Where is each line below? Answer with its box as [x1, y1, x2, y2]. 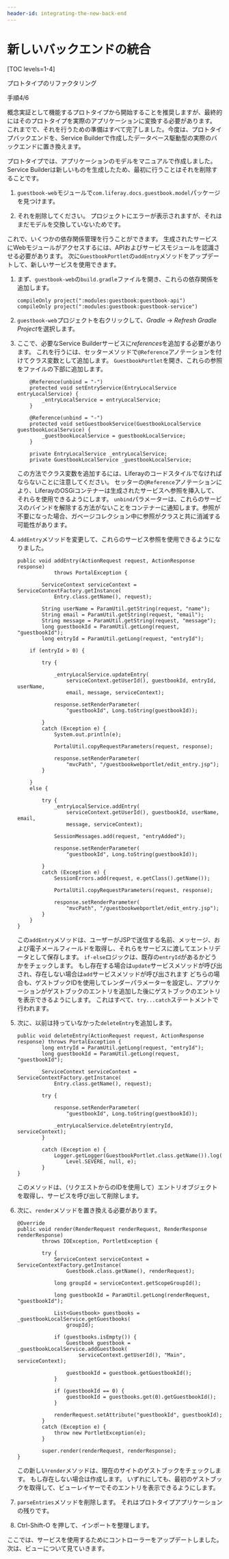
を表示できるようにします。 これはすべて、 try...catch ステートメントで [16, 996, 219, 1004]
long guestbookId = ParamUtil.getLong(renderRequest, [53, 1291, 211, 1298]
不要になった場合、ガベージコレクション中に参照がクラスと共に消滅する [16, 511, 221, 520]
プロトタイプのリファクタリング [7, 79, 97, 87]
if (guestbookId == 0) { [53, 1387, 125, 1394]
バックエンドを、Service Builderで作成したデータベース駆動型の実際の [12, 134, 212, 142]
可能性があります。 [16, 520, 71, 529]
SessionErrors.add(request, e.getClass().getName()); [53, 874, 211, 882]
